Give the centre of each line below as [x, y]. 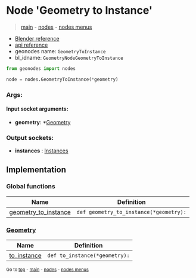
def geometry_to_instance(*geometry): [131, 212]
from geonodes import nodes [41, 68]
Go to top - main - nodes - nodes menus [48, 270]
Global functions [31, 187]
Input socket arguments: [37, 109]
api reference [31, 45]
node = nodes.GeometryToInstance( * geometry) [62, 79]
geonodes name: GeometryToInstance [60, 51]
